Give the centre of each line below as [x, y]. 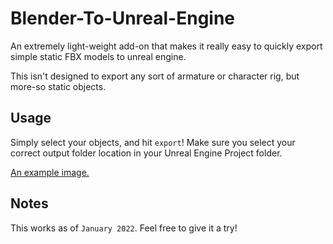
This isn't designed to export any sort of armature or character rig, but [155, 76]
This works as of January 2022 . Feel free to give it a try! [124, 228]
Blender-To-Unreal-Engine [123, 18]
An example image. [50, 172]
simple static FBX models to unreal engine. [98, 56]
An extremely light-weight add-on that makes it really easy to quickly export [166, 46]
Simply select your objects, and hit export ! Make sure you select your [153, 142]
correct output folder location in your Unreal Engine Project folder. [146, 153]
